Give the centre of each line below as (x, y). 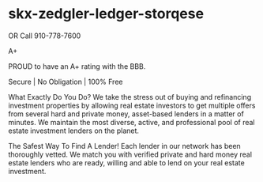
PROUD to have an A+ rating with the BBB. (77, 66)
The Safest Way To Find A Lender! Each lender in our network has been (124, 146)
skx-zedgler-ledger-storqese (106, 14)
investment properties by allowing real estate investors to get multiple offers (132, 105)
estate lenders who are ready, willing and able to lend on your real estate (126, 162)
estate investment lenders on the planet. (74, 131)
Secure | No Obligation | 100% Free (66, 82)
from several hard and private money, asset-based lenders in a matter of (126, 114)
